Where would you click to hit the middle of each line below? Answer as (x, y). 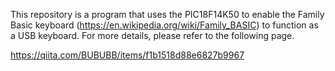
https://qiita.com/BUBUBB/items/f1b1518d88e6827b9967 (127, 55)
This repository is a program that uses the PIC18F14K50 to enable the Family (167, 14)
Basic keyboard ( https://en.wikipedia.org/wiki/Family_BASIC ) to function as (164, 25)
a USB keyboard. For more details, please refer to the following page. (152, 35)
